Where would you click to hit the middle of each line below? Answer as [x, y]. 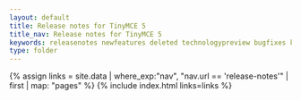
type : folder [34, 51]
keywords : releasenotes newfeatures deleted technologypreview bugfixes [148, 42]
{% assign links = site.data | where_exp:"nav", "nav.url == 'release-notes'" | [149, 76]
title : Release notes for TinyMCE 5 [77, 26]
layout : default [39, 17]
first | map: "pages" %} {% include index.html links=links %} [121, 86]
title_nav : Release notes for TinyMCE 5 [86, 34]
